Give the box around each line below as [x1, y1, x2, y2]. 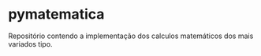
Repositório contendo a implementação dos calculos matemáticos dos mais [8, 31, 254, 40]
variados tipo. [8, 39, 53, 48]
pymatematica [8, 5, 105, 23]
